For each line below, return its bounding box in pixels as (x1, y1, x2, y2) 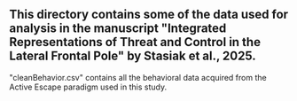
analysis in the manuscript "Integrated (9, 21, 227, 36)
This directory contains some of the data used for (9, 7, 289, 22)
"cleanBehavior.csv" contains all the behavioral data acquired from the (9, 72, 268, 82)
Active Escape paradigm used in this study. (9, 82, 167, 92)
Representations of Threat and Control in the (9, 35, 262, 50)
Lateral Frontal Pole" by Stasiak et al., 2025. (9, 49, 257, 64)
